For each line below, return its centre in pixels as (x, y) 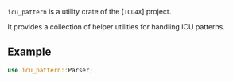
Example (29, 52)
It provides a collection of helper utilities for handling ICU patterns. (116, 27)
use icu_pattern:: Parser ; (50, 70)
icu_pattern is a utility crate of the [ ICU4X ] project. (89, 12)
